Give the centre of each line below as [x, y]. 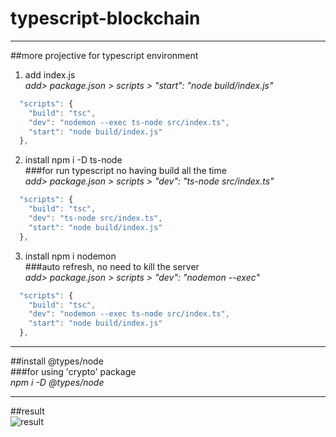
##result [27, 411]
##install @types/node [57, 361]
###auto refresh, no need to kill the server [112, 266]
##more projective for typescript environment [104, 55]
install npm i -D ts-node [73, 160]
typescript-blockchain [105, 18]
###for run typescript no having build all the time [125, 171]
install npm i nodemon [70, 256]
